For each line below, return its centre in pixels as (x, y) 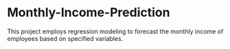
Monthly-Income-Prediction (89, 13)
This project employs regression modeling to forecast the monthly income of (115, 31)
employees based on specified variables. (65, 38)
